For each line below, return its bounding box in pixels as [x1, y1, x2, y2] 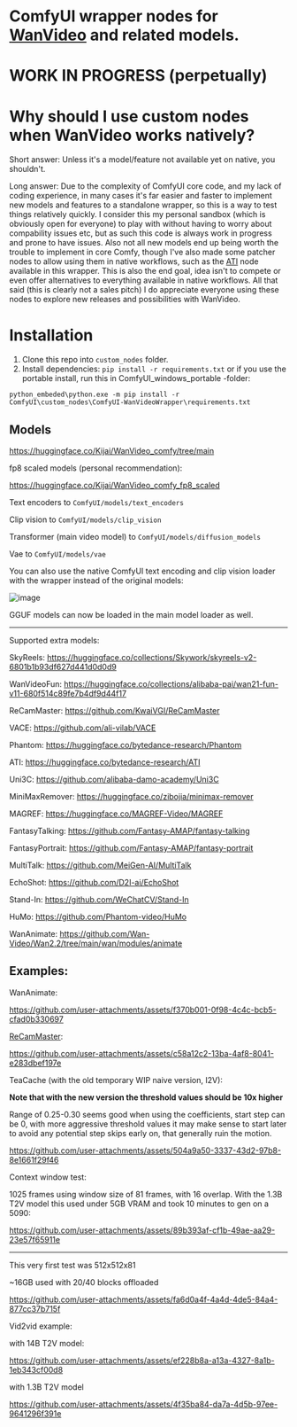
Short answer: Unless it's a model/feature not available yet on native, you [9, 154, 276, 165]
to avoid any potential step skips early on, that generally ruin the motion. [9, 1127, 272, 1138]
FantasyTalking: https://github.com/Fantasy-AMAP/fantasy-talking [9, 826, 250, 837]
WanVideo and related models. [9, 25, 240, 45]
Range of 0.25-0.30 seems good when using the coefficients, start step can [9, 1109, 286, 1119]
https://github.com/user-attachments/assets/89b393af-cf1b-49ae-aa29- [9, 1225, 276, 1236]
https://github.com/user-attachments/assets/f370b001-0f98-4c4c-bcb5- [9, 1004, 277, 1015]
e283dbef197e [9, 1057, 62, 1068]
